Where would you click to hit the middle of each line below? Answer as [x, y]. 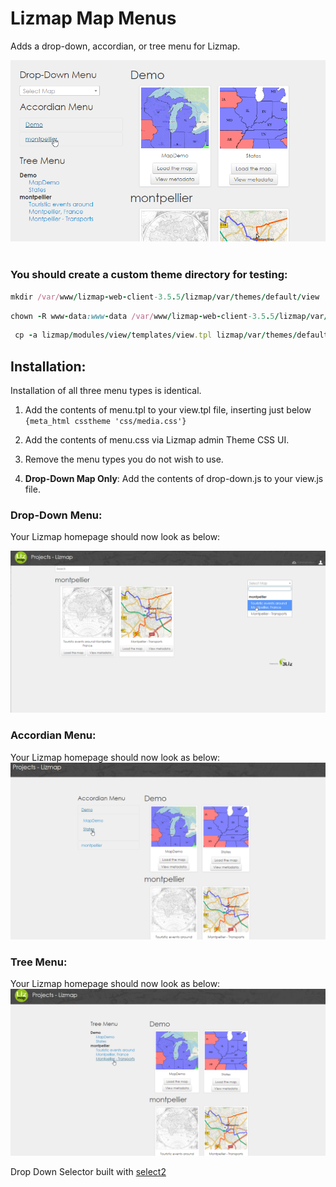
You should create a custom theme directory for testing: [149, 275]
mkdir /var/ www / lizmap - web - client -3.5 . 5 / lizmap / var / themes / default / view [165, 297]
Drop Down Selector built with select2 [88, 1172]
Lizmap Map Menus [93, 18]
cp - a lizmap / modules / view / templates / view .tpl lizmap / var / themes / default [171, 335]
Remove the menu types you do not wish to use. [124, 459]
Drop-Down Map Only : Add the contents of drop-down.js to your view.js [174, 479]
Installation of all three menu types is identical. [106, 391]
